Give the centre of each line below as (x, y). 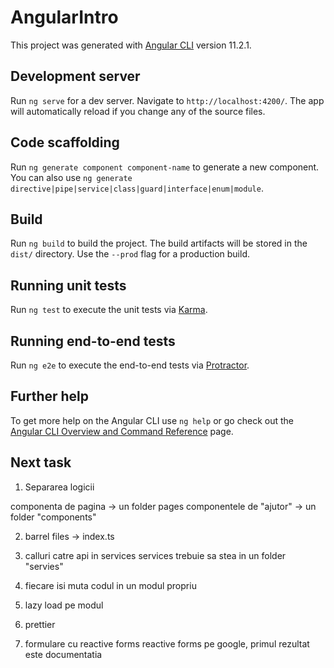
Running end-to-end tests (93, 341)
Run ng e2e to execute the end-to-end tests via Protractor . (130, 365)
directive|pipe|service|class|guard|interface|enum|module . (137, 188)
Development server (75, 76)
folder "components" (53, 517)
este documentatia (63, 654)
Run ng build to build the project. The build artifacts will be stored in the (159, 243)
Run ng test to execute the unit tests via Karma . (109, 310)
